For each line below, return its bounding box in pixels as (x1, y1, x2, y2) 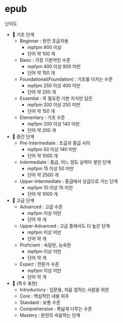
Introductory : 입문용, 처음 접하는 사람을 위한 (19, 286, 109, 292)
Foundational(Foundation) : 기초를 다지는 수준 (19, 76, 113, 82)
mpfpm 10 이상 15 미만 (27, 184, 73, 190)
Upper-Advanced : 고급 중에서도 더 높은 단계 (19, 222, 110, 229)
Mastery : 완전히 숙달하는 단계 (19, 312, 81, 318)
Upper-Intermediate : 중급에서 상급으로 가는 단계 (19, 178, 118, 184)
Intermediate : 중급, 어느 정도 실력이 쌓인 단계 (19, 159, 111, 165)
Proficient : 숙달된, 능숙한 (19, 242, 72, 248)
